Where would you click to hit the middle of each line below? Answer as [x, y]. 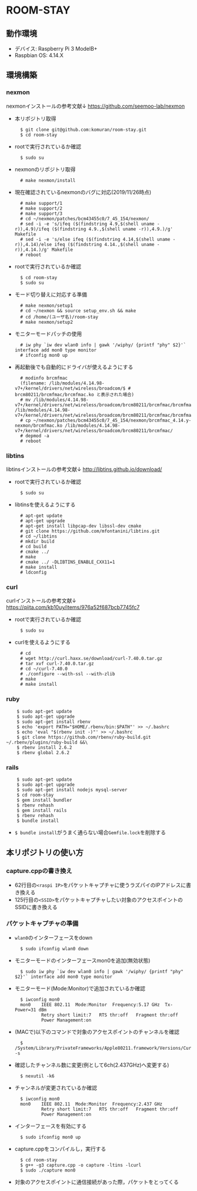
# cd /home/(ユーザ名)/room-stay [59, 317]
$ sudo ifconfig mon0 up [51, 1137]
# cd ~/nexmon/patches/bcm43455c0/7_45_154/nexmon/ [85, 218]
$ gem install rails [42, 810]
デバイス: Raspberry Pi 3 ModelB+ [56, 49]
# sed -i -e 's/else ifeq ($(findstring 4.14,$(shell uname [95, 239]
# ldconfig [34, 572]
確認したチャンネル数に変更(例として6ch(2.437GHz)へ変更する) [92, 1065]
